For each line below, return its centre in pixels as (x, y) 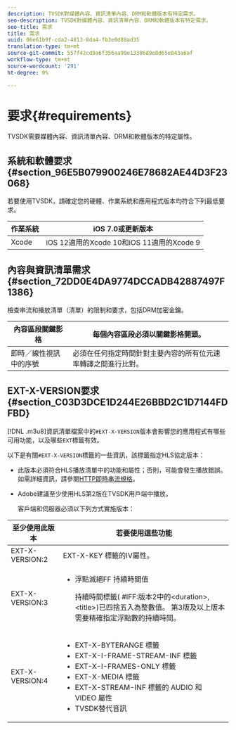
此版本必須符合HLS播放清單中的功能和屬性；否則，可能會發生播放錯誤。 (122, 470)
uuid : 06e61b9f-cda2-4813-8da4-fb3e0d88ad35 (73, 40)
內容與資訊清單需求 (49, 270)
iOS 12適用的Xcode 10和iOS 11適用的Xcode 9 (123, 243)
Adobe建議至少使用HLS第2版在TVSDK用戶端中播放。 (94, 494)
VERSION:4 (29, 681)
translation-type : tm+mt (44, 46)
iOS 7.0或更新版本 (123, 229)
